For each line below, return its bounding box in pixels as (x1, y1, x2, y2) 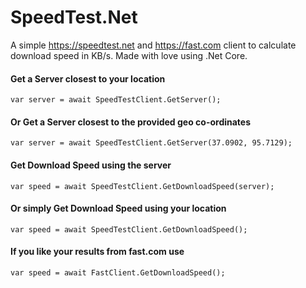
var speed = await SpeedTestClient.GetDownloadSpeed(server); (10, 181, 275, 191)
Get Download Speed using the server (10, 159, 172, 171)
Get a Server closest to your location (10, 72, 166, 85)
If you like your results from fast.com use (10, 246, 185, 258)
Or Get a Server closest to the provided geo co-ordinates (10, 116, 252, 128)
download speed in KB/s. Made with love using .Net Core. (10, 49, 248, 61)
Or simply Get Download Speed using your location (10, 202, 227, 215)
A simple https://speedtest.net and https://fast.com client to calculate (10, 39, 297, 51)
